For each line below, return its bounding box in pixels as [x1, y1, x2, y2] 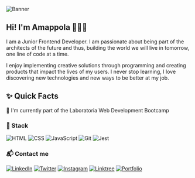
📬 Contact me [6, 149, 49, 158]
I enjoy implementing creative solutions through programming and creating [6, 61, 186, 69]
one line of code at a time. [6, 50, 69, 57]
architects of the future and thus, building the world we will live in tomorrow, [6, 44, 189, 51]
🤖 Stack [6, 121, 29, 129]
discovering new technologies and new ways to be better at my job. [6, 74, 169, 81]
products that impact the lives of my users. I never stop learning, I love [6, 68, 176, 75]
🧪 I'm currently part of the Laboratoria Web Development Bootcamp [6, 107, 170, 114]
